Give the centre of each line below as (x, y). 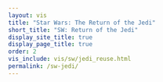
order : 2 (22, 52)
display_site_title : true (50, 37)
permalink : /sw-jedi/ (43, 66)
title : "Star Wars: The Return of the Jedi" (82, 23)
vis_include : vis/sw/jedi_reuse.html (70, 59)
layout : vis (27, 15)
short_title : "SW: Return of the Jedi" (73, 30)
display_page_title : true (50, 45)
